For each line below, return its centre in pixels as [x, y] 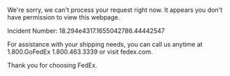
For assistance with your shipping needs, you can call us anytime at [105, 44]
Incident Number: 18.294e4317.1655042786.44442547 [86, 31]
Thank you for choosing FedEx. [52, 65]
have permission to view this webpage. [64, 17]
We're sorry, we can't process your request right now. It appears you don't [115, 10]
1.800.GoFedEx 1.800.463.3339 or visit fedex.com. [80, 52]
